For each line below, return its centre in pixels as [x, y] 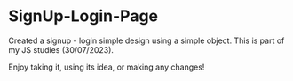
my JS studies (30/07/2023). [61, 49]
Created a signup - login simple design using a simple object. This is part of [146, 40]
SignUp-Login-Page [83, 16]
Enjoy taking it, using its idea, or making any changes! [107, 67]
